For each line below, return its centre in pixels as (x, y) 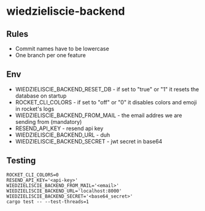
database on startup (41, 96)
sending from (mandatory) (48, 121)
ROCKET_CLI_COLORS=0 (33, 175)
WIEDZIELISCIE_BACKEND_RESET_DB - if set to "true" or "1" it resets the (107, 89)
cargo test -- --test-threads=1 (48, 201)
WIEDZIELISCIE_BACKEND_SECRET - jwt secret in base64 (89, 141)
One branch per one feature (50, 55)
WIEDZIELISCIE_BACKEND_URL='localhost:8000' (64, 191)
